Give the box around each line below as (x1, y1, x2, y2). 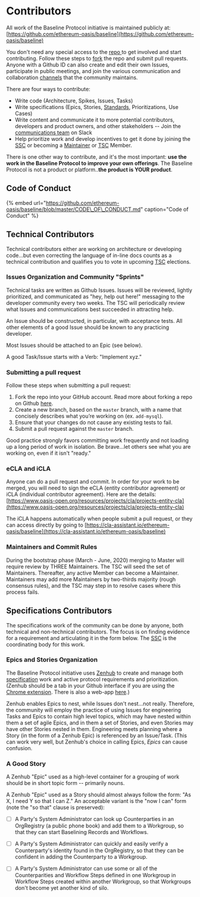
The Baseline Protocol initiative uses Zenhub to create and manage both (6, 669, 184, 676)
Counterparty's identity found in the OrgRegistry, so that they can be (14, 847, 184, 854)
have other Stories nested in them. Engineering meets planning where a (6, 725, 182, 732)
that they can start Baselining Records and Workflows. (14, 829, 149, 836)
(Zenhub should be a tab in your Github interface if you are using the (6, 682, 175, 689)
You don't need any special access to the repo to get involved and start (6, 48, 181, 55)
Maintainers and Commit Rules (6, 543, 97, 551)
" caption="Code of (140, 206, 189, 213)
